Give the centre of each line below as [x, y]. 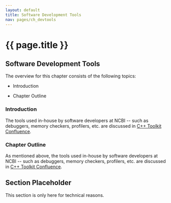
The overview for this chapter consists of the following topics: [71, 76]
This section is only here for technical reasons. [55, 195]
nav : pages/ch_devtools [31, 19]
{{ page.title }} [37, 45]
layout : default [23, 10]
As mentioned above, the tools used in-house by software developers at [82, 156]
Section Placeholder [39, 183]
